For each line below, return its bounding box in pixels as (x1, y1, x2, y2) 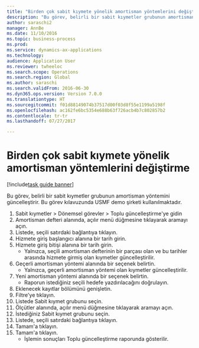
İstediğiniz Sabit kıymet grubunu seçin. (15, 310, 110, 317)
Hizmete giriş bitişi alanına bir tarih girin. (15, 241, 113, 248)
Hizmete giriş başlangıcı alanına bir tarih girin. (15, 235, 126, 242)
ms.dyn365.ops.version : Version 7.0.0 (6, 91, 102, 97)
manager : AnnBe (6, 25, 44, 31)
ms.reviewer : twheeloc (6, 63, 63, 70)
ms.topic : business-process (6, 36, 76, 42)
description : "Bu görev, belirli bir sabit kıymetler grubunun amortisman (6, 14, 195, 20)
